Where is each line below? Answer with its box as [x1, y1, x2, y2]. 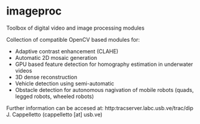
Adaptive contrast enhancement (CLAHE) [15, 47, 119, 55]
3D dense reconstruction [15, 73, 78, 80]
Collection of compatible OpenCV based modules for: [6, 36, 140, 43]
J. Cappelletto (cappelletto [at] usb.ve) [6, 111, 103, 118]
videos [15, 67, 32, 74]
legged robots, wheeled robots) [15, 93, 94, 100]
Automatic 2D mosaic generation [15, 54, 98, 61]
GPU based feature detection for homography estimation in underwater [15, 60, 193, 68]
